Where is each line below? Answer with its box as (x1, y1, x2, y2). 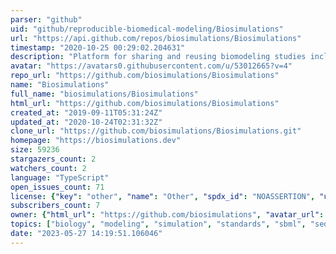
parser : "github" (10, 14, 83, 25)
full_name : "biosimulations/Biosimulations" (10, 89, 199, 99)
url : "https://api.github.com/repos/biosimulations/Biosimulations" (10, 33, 302, 43)
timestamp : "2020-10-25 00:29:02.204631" (10, 42, 186, 53)
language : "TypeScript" (10, 172, 110, 183)
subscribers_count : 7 (10, 201, 101, 211)
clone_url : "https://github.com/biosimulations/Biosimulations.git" (10, 126, 302, 136)
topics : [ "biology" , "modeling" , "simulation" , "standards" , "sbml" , (10, 219, 307, 230)
